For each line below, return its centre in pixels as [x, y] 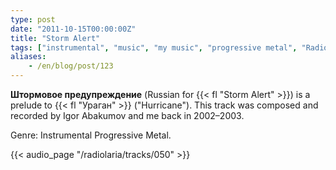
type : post [33, 19]
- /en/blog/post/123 [71, 66]
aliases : [28, 57]
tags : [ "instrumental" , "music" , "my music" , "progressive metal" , [154, 47]
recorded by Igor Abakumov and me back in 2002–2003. [127, 115]
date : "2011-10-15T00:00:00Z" [73, 29]
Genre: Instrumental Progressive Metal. [91, 135]
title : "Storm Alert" [55, 38]
